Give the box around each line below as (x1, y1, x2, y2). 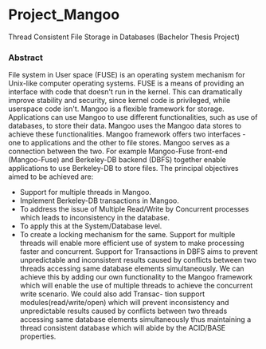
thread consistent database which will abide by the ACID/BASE (19, 323, 226, 333)
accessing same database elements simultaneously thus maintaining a (19, 315, 252, 324)
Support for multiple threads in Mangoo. (19, 188, 151, 197)
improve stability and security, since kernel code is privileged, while (8, 96, 231, 105)
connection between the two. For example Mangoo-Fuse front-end (8, 146, 229, 157)
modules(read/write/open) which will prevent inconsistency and (19, 298, 229, 307)
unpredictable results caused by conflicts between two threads (19, 306, 228, 316)
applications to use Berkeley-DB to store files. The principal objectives (8, 164, 239, 173)
